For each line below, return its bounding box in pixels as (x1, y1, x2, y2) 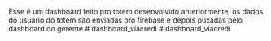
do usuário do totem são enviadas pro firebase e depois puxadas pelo (8, 15, 243, 25)
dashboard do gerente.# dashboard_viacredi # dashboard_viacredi (8, 24, 231, 33)
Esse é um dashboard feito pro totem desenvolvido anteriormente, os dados (8, 7, 264, 16)
